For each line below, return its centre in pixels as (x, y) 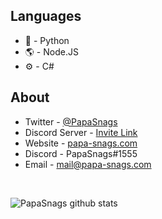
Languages (46, 16)
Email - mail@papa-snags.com (88, 164)
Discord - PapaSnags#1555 (81, 153)
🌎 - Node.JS (51, 51)
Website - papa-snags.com (81, 143)
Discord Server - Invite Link (81, 132)
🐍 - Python (47, 40)
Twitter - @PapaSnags (71, 121)
